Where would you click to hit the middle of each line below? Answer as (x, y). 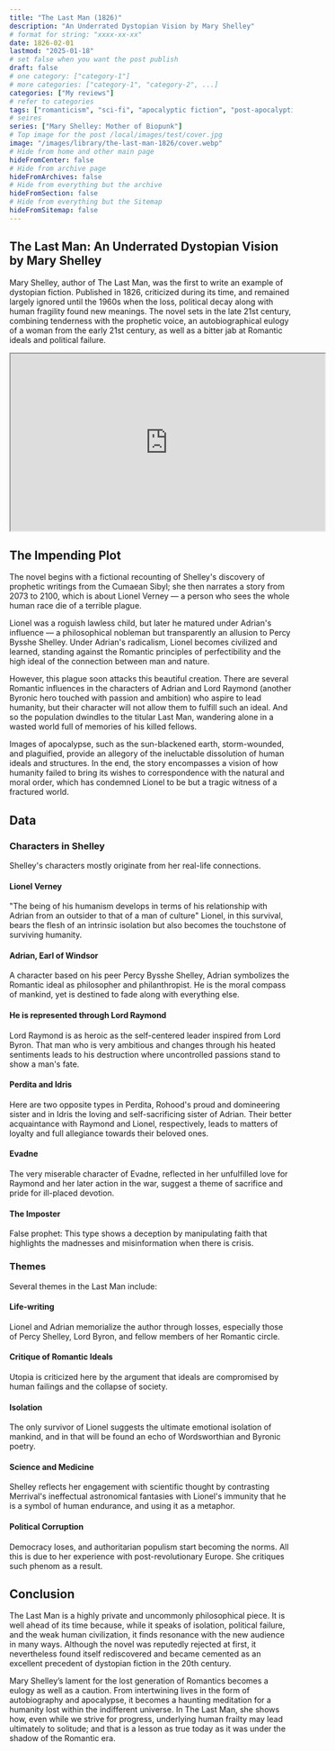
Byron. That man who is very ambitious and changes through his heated (142, 1044)
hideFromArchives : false (56, 176)
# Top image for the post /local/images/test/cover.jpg (116, 135)
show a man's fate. (44, 1064)
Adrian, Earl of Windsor (54, 955)
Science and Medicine (52, 1467)
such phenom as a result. (56, 1566)
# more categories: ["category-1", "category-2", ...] (114, 85)
